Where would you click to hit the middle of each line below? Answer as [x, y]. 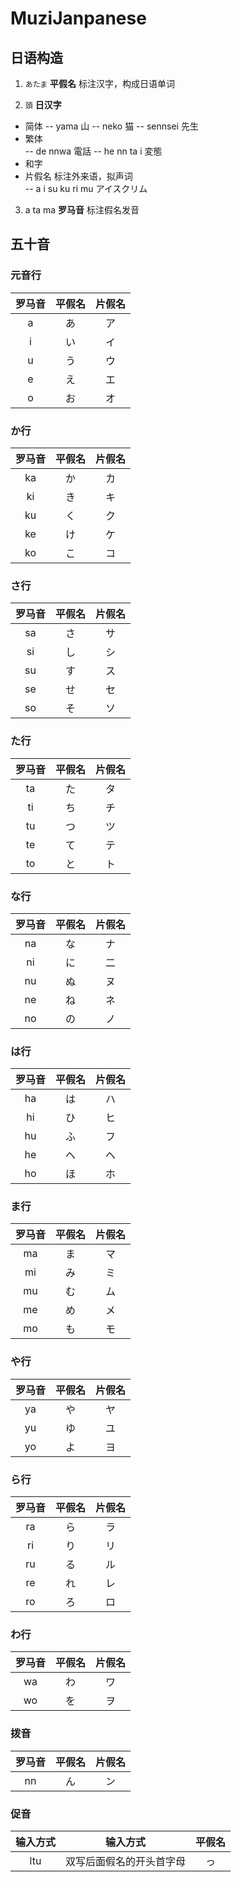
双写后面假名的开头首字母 [126, 1861]
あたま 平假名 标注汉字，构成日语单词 [99, 83]
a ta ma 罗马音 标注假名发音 [82, 210]
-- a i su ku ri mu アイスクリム [86, 188]
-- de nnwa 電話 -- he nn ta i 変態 [93, 151]
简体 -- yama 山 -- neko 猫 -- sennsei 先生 [111, 126]
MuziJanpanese [78, 18]
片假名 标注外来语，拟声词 [78, 176]
